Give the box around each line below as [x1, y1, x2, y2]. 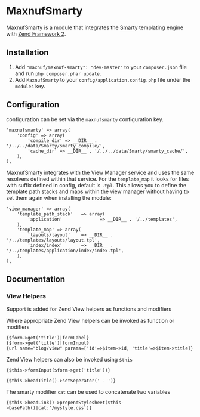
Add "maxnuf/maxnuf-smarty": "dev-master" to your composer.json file [14, 63, 187, 70]
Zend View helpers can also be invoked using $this [6, 356, 133, 363]
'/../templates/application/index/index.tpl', [6, 248, 124, 254]
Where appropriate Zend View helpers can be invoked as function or [6, 317, 175, 325]
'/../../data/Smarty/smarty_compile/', [6, 143, 106, 149]
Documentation [6, 274, 66, 284]
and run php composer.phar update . [14, 70, 101, 77]
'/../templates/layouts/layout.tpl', [6, 237, 100, 243]
